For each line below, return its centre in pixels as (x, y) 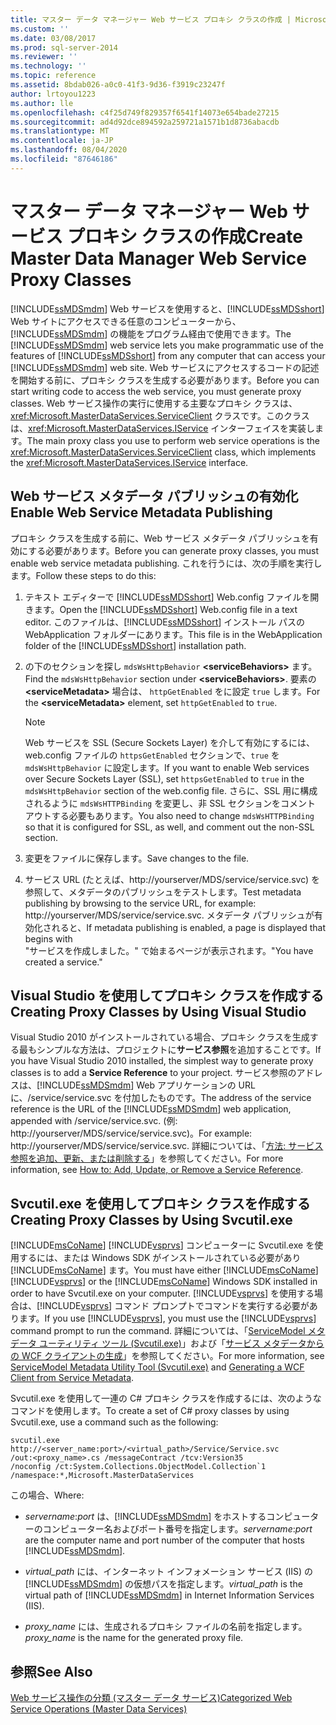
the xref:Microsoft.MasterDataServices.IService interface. (129, 462)
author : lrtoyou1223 (53, 94)
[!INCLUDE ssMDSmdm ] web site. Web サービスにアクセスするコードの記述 (165, 367)
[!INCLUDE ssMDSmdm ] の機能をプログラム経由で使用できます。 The (151, 333)
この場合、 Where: (47, 1495)
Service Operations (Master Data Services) (99, 1708)
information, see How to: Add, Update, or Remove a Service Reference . (157, 1170)
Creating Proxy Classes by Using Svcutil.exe (151, 1219)
